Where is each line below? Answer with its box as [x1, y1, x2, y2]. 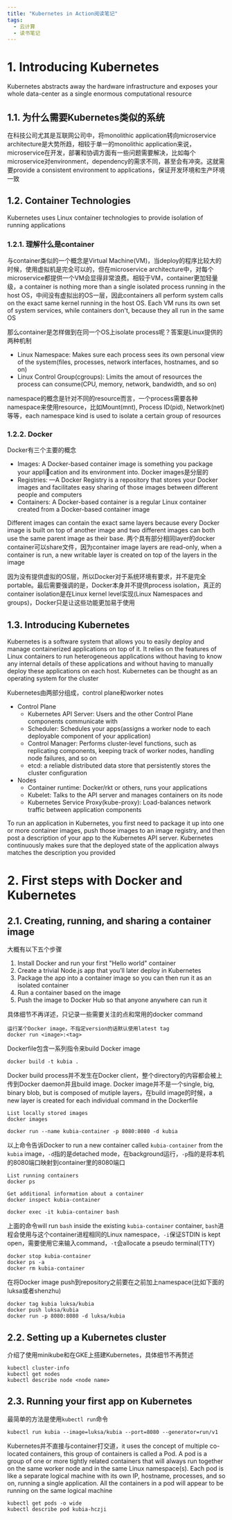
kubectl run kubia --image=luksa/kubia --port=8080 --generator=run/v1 [7, 1428, 218, 1435]
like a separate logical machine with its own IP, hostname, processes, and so [7, 1471, 226, 1480]
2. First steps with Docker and [7, 873, 183, 888]
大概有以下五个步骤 [7, 945, 62, 953]
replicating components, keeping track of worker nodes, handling [27, 747, 215, 755]
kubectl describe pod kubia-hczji [7, 1505, 107, 1512]
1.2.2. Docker [7, 429, 53, 439]
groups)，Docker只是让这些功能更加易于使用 [7, 598, 135, 607]
